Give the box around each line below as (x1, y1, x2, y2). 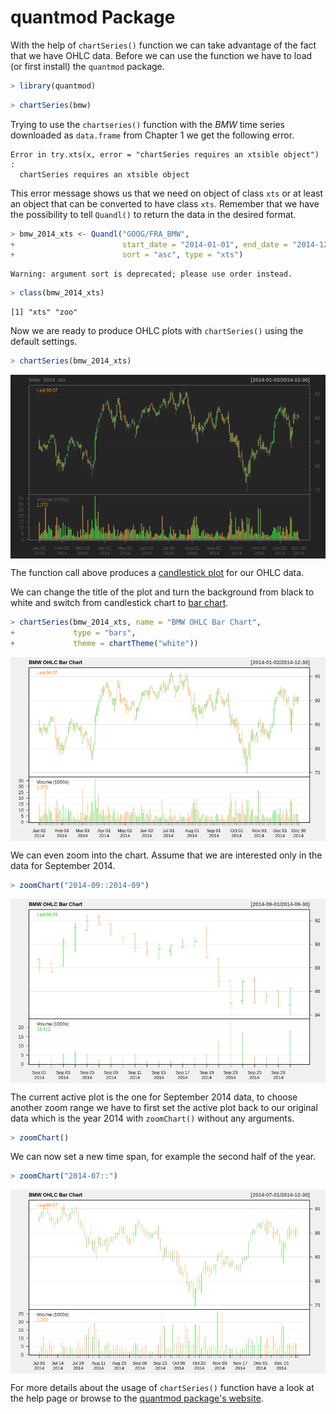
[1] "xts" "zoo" (10, 307, 78, 318)
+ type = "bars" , (10, 627, 137, 638)
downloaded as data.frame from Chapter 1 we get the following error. (10, 129, 295, 141)
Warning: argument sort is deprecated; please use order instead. (10, 269, 293, 280)
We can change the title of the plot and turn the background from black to (10, 586, 315, 598)
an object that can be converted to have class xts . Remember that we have (10, 197, 320, 210)
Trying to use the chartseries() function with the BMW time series (10, 118, 286, 130)
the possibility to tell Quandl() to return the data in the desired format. (10, 208, 297, 220)
